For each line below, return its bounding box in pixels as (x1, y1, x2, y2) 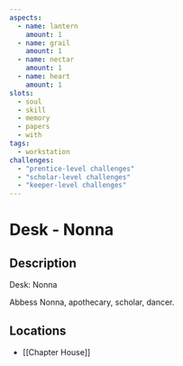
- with (17, 131, 42, 140)
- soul (17, 96, 42, 106)
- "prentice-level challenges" (17, 164, 135, 173)
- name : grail (17, 38, 70, 48)
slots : (9, 88, 34, 97)
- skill (17, 105, 47, 114)
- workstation (17, 147, 70, 156)
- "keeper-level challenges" (17, 181, 127, 190)
